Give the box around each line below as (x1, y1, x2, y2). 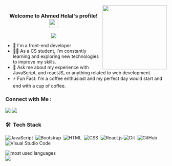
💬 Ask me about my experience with (12, 64, 89, 71)
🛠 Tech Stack (5, 121, 42, 128)
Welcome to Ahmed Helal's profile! (9, 12, 98, 19)
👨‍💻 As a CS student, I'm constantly (12, 48, 87, 54)
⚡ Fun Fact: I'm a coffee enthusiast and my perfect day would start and (12, 75, 163, 81)
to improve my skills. (12, 59, 56, 65)
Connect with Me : (5, 96, 52, 103)
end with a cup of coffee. (12, 83, 66, 89)
